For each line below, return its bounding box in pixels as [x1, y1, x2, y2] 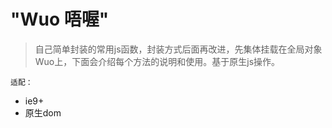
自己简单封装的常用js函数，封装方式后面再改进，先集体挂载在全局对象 [34, 43, 323, 55]
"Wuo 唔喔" [10, 8, 110, 31]
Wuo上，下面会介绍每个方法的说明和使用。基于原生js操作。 [34, 55, 281, 67]
